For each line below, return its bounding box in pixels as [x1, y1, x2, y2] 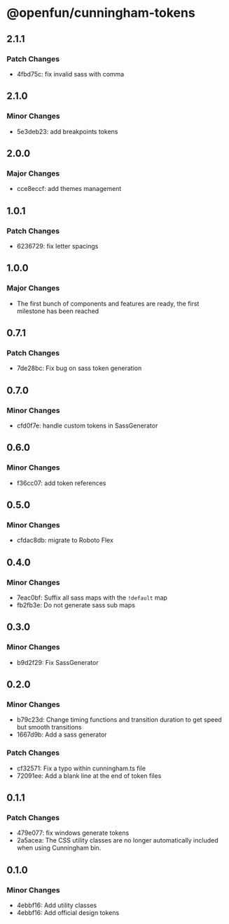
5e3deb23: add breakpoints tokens [16, 127, 118, 136]
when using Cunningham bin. [16, 844, 102, 852]
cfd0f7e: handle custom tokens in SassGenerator [16, 421, 158, 430]
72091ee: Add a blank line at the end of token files [16, 771, 162, 780]
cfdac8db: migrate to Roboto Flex [16, 536, 113, 545]
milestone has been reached [16, 307, 99, 315]
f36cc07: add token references [16, 479, 106, 487]
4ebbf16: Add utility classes [16, 901, 97, 910]
